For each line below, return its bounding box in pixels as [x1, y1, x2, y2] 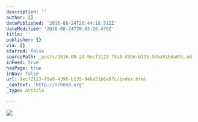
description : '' [6, 8, 47, 15]
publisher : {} [6, 37, 42, 43]
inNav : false [6, 71, 39, 77]
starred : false [6, 48, 45, 54]
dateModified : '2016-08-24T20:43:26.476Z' [6, 25, 114, 32]
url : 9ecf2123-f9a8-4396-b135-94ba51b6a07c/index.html [6, 76, 147, 82]
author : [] [6, 14, 34, 21]
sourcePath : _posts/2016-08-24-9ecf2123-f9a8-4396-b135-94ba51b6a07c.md [6, 54, 193, 60]
